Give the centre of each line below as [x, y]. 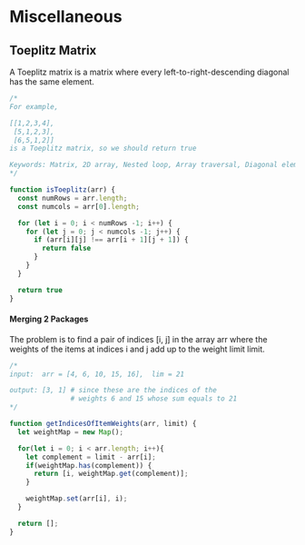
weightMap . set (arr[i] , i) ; [77, 499]
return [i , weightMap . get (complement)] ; [111, 474]
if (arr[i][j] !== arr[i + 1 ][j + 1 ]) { [111, 240]
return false [67, 248]
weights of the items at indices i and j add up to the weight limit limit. [137, 349]
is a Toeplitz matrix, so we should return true [103, 149]
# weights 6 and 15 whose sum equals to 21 [154, 399]
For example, [34, 106]
